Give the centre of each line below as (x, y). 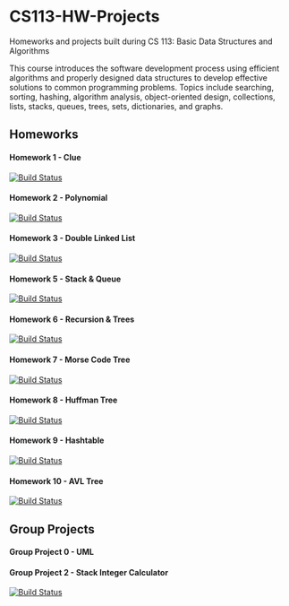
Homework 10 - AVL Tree (56, 480)
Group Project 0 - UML (51, 552)
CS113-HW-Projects (85, 17)
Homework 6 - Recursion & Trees (72, 319)
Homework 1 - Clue (46, 157)
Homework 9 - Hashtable (57, 440)
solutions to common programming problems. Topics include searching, (142, 87)
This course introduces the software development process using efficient (144, 68)
